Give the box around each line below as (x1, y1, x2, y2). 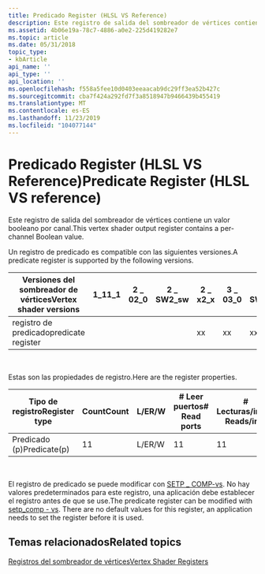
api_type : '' (8, 70, 51, 78)
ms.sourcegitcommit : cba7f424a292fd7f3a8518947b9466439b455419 (8, 92, 221, 100)
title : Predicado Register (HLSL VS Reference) (8, 11, 168, 20)
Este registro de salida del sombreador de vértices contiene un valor (8, 214, 230, 225)
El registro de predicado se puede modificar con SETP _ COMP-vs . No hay (8, 479, 250, 489)
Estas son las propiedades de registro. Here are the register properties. (8, 372, 237, 382)
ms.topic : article (8, 33, 69, 42)
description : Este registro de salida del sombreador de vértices (8, 19, 231, 27)
